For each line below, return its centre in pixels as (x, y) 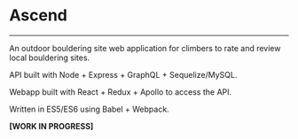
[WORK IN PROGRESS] (51, 126)
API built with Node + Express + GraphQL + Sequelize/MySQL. (123, 74)
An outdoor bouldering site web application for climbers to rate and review (145, 48)
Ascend (39, 15)
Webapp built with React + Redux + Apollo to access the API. (121, 92)
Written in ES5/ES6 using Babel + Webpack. (90, 109)
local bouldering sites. (50, 58)
